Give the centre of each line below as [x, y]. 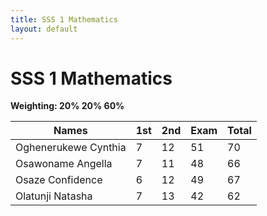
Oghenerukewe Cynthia [71, 148]
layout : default [44, 29]
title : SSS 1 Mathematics [64, 19]
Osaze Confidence [59, 180]
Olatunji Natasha [54, 196]
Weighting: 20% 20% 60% [67, 106]
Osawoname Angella [64, 164]
